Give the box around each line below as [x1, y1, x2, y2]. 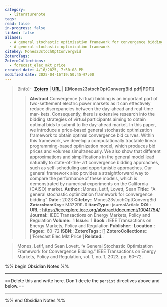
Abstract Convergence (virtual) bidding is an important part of [29, 95, 158, 101]
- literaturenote [9, 12, 46, 17]
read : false [5, 21, 30, 26]
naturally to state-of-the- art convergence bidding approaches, [29, 159, 159, 165]
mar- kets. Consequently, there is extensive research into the [29, 111, 155, 117]
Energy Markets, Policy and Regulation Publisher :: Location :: [29, 222, 155, 229]
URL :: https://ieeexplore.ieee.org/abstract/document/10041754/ [29, 207, 160, 213]
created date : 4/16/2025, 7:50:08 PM [5, 68, 83, 73]
